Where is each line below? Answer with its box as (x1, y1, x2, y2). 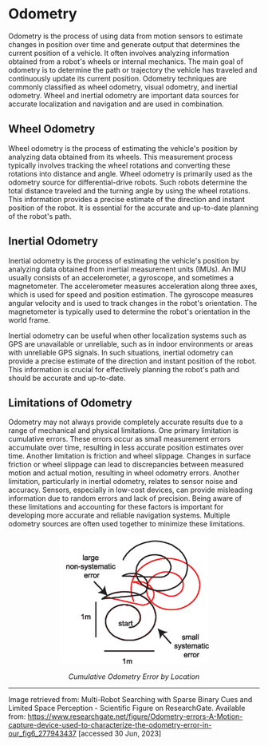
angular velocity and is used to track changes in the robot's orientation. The (8, 298, 258, 308)
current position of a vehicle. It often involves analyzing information (8, 48, 230, 58)
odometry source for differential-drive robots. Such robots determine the (8, 177, 247, 187)
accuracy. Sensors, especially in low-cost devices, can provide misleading (8, 485, 254, 495)
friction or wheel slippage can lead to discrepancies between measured (8, 460, 244, 470)
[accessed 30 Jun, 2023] (78, 728, 162, 739)
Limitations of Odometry (8, 396, 132, 410)
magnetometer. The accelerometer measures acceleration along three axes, (8, 281, 258, 291)
